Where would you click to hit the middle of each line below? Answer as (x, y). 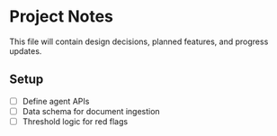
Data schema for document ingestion (91, 111)
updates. (26, 50)
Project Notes (62, 17)
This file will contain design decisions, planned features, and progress (139, 41)
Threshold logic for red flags (75, 121)
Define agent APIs (56, 101)
